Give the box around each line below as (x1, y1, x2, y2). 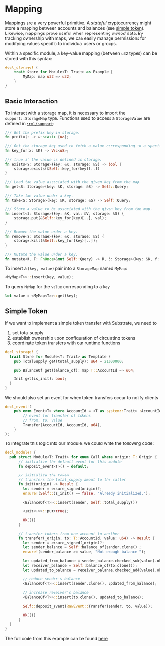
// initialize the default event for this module (18, 459, 122, 464)
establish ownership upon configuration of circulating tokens (12, 335, 136, 340)
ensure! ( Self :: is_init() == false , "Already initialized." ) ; (23, 491, 151, 496)
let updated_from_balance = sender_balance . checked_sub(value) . (23, 558, 157, 563)
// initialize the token (18, 473, 69, 477)
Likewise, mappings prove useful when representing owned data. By (5, 30, 143, 36)
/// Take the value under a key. (5, 193, 74, 198)
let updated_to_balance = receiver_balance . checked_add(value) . (23, 568, 157, 573)
